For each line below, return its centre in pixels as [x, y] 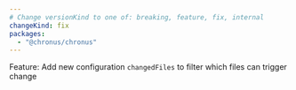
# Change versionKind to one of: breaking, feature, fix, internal [137, 17]
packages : [28, 34]
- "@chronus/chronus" [57, 42]
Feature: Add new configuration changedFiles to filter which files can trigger [148, 67]
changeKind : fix [39, 26]
